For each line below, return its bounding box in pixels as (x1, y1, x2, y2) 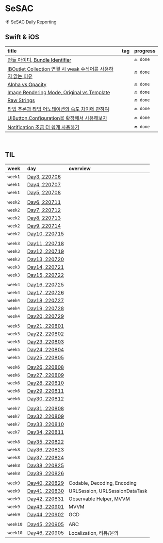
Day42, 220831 (27, 495, 64, 502)
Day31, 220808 (27, 405, 64, 411)
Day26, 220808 (27, 363, 64, 370)
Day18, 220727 (27, 297, 64, 304)
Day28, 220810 (27, 379, 64, 386)
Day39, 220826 (27, 470, 64, 477)
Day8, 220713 (27, 214, 61, 221)
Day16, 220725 (27, 281, 64, 288)
